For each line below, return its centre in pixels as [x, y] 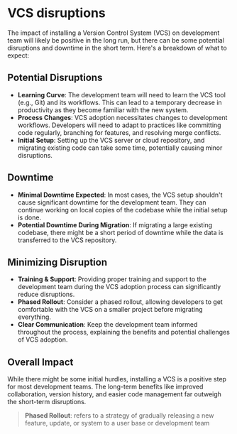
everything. [34, 317]
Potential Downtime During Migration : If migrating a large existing [115, 224]
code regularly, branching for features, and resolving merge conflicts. [119, 132]
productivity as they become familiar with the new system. [103, 110]
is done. [29, 217]
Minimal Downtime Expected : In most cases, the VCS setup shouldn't [120, 195]
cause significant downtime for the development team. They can [112, 202]
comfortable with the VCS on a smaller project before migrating [110, 310]
